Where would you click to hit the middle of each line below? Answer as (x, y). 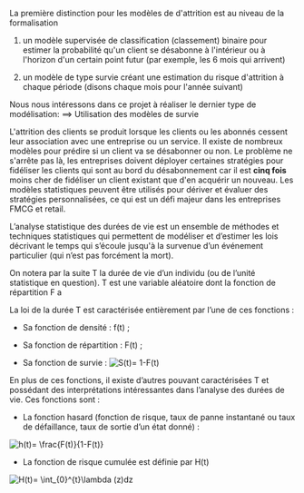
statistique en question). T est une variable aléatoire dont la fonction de (143, 282)
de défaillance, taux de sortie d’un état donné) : (111, 427)
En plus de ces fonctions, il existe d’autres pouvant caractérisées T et (139, 380)
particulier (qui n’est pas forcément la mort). (92, 255)
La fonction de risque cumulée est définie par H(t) (116, 462)
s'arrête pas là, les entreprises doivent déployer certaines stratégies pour (147, 161)
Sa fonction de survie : (64, 363)
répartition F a (35, 292)
